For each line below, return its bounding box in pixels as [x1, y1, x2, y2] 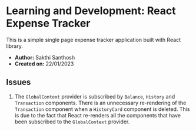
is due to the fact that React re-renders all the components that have [14, 112, 181, 119]
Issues [6, 77, 31, 87]
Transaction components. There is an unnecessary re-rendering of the [14, 99, 187, 106]
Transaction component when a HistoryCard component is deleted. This [14, 105, 190, 113]
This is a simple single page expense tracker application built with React [6, 36, 181, 43]
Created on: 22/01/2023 [14, 60, 74, 67]
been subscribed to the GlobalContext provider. [14, 118, 130, 125]
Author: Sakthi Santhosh [14, 54, 75, 61]
